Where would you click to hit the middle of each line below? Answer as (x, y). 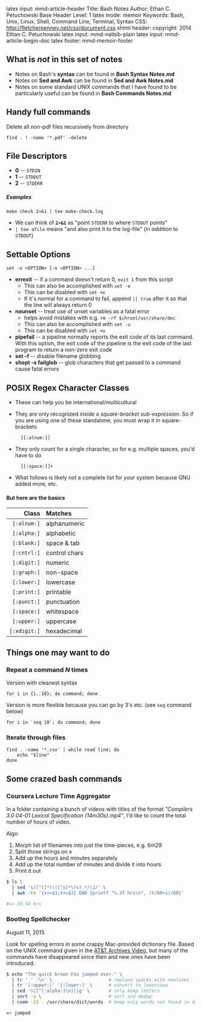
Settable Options (38, 254)
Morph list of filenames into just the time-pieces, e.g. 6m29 (88, 845)
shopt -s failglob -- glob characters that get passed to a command (98, 363)
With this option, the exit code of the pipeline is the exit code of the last (103, 343)
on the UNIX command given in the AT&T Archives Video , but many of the (97, 950)
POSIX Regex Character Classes (68, 388)
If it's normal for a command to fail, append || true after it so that (106, 299)
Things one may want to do (58, 652)
